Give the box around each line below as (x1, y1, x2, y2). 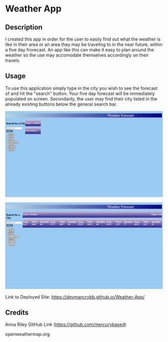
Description (5, 23, 42, 31)
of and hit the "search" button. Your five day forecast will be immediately (5, 90, 155, 96)
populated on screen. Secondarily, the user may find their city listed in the (5, 95, 157, 101)
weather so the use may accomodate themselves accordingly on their (5, 52, 149, 58)
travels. (5, 57, 21, 63)
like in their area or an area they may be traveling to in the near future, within (5, 41, 162, 47)
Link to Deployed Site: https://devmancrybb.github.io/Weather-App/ (5, 293, 145, 300)
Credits (5, 308, 29, 316)
